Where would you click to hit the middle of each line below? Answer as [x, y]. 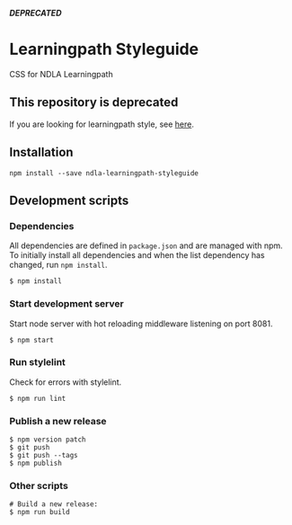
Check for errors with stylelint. [66, 382]
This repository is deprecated [94, 102]
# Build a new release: [54, 504]
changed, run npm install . [58, 265]
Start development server [66, 304]
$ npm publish [36, 463]
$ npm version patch [48, 440]
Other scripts [39, 486]
